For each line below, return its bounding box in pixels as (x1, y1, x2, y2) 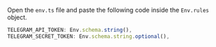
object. (7, 13, 28, 21)
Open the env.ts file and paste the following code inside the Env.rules (7, 6, 209, 14)
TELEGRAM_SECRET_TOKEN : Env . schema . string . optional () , (7, 32, 170, 40)
